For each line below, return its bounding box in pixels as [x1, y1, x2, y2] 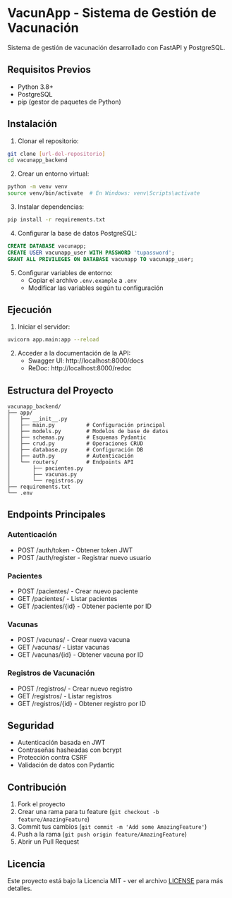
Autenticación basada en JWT [17, 739, 106, 747]
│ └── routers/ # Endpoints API [7, 459, 134, 466]
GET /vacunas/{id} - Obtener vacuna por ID [17, 650, 144, 659]
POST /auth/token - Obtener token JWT [17, 545, 133, 554]
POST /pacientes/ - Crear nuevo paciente [17, 587, 139, 595]
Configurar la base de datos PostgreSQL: [17, 229, 138, 237]
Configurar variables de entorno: [17, 268, 113, 277]
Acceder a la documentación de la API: [17, 349, 131, 358]
